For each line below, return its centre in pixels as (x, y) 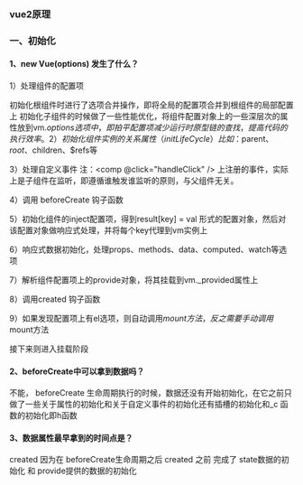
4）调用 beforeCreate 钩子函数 (67, 200)
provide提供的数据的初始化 (87, 471)
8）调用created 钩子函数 (55, 299)
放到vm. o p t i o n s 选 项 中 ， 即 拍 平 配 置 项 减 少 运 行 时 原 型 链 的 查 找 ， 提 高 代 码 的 (152, 127)
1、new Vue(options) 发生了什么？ (74, 64)
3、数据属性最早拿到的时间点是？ (71, 438)
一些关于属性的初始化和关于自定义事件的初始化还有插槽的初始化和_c (151, 405)
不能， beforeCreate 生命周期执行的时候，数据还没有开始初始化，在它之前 (147, 393)
